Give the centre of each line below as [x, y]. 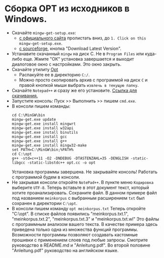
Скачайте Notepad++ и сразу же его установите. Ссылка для [74, 90]
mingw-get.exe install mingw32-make [49, 145]
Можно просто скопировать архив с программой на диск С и [83, 80]
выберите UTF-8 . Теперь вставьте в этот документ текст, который [80, 187]
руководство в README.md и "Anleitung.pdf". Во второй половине [81, 245]
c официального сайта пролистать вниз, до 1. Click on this [82, 38]
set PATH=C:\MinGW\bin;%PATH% [43, 149]
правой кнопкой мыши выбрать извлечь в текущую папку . [79, 85]
